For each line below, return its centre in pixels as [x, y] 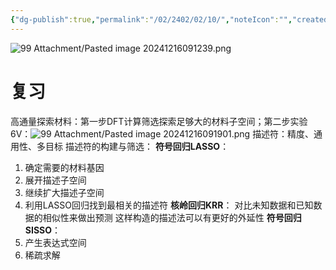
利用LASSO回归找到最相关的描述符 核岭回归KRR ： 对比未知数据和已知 [169, 205]
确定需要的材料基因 [64, 167]
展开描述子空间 [55, 180]
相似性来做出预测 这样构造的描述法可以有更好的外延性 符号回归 [172, 217]
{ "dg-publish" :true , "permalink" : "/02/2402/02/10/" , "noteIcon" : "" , [151, 19]
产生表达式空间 [55, 242]
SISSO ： [43, 230]
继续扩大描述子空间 [64, 192]
